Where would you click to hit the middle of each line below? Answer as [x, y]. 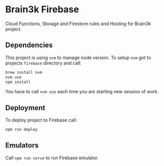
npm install [18, 82]
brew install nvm [24, 72]
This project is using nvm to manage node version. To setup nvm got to [78, 57]
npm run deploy [22, 130]
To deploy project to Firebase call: [41, 120]
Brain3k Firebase [42, 9]
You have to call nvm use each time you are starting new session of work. [82, 92]
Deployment [25, 108]
